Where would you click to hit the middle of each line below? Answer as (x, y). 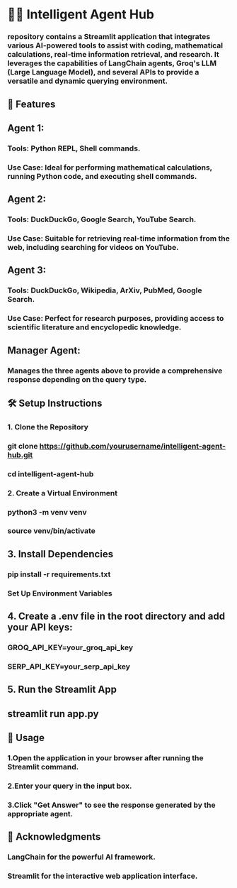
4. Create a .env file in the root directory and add (116, 616)
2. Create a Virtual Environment (63, 493)
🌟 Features (31, 104)
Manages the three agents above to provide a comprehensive (115, 371)
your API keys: (40, 627)
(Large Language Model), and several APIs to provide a (103, 72)
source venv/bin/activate (51, 531)
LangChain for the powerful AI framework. (81, 857)
